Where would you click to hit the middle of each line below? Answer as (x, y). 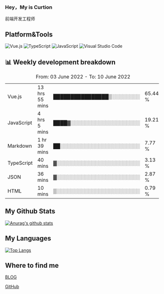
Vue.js (15, 97)
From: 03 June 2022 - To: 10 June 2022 (83, 77)
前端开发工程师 (20, 19)
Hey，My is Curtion (29, 7)
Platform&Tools (29, 34)
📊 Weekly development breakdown (60, 62)
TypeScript (20, 163)
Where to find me (32, 265)
